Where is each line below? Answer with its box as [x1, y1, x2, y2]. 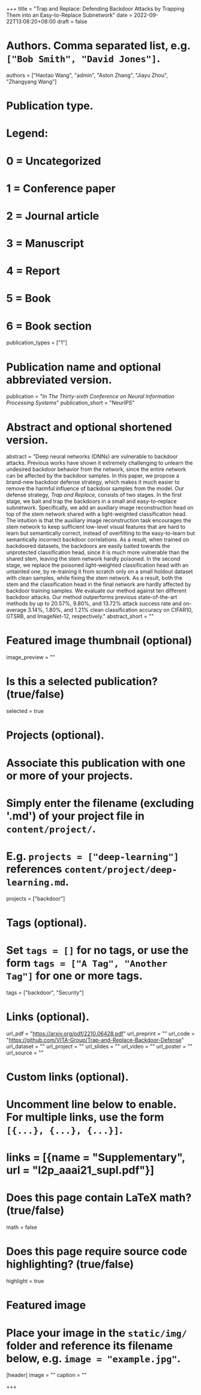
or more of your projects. [6, 769, 133, 783]
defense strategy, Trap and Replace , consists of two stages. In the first [6, 491, 182, 499]
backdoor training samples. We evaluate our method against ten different [6, 587, 187, 594]
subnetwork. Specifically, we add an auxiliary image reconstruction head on [6, 504, 194, 511]
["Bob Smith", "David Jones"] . [6, 52, 161, 66]
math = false [6, 1224, 37, 1231]
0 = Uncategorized [6, 154, 101, 168]
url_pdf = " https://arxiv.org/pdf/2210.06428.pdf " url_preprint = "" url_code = [6, 1030, 195, 1037]
